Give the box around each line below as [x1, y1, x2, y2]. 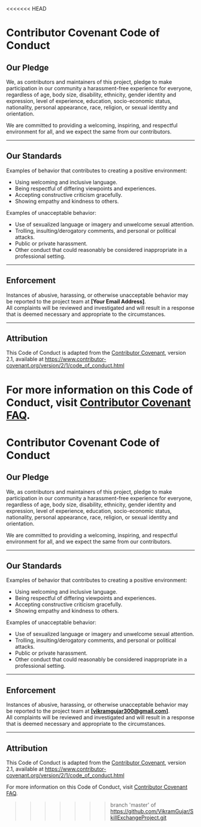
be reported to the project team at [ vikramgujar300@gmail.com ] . [6, 707, 170, 714]
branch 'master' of [110, 801, 157, 808]
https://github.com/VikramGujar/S [110, 808, 194, 815]
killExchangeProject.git [110, 814, 167, 822]
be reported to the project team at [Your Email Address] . [6, 297, 147, 305]
